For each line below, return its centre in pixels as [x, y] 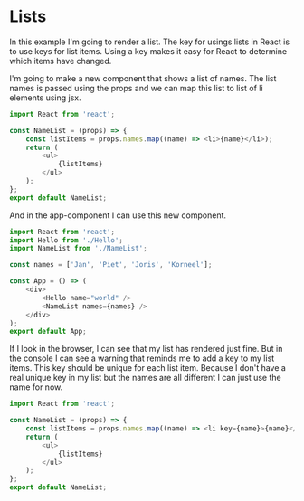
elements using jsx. [45, 98]
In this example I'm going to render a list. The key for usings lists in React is [150, 42]
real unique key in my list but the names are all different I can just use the [146, 378]
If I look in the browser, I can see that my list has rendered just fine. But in [146, 349]
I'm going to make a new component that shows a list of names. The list [143, 78]
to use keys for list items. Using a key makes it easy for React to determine [148, 51]
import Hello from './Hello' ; [66, 240]
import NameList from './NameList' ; [78, 249]
